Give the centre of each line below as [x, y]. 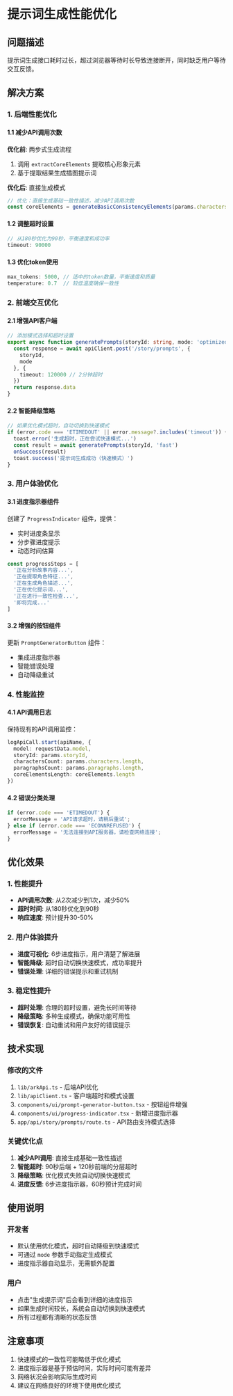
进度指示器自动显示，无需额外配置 [66, 1263]
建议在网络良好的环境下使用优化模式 [69, 1385]
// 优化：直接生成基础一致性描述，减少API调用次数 [71, 200]
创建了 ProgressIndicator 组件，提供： [63, 518]
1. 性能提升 [25, 883]
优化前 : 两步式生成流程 [39, 149]
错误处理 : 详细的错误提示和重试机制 [68, 971]
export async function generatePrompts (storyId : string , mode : [101, 342]
